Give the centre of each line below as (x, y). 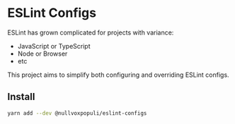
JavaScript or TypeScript (54, 46)
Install (21, 97)
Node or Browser (42, 54)
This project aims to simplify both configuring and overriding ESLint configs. (118, 75)
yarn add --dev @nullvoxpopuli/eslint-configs (77, 113)
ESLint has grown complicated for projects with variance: (91, 32)
